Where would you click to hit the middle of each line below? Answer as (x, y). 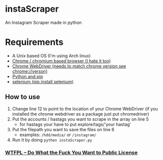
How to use (23, 97)
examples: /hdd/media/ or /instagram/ (58, 135)
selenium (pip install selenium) (43, 81)
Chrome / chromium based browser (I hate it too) (61, 61)
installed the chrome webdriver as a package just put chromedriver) (81, 114)
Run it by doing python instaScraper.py (52, 140)
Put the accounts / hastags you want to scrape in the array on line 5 (80, 119)
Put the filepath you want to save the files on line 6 (63, 129)
